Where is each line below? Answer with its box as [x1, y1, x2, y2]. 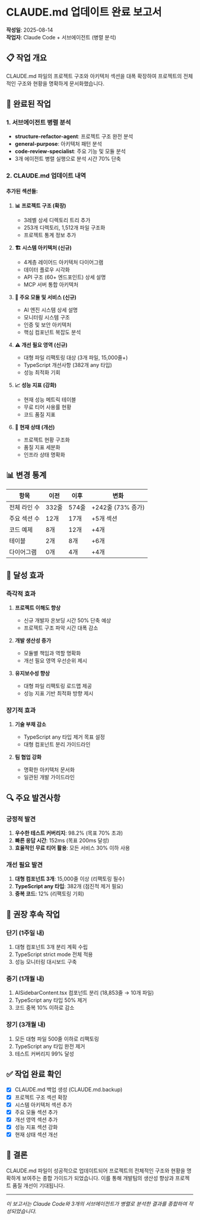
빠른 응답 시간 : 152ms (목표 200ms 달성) [14, 837, 110, 844]
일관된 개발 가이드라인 [23, 774, 75, 781]
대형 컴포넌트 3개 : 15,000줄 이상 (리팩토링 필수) [14, 875, 125, 882]
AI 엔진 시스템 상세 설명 [23, 306, 78, 313]
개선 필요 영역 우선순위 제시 [23, 657, 87, 664]
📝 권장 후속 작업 [6, 909, 61, 919]
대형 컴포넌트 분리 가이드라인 [23, 741, 91, 748]
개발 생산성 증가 [14, 637, 52, 644]
